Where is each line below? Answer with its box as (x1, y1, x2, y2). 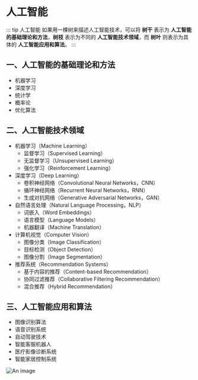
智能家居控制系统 (14, 356, 57, 363)
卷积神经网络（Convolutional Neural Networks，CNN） (23, 179, 159, 186)
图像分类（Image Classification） (23, 238, 105, 246)
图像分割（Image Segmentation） (23, 253, 106, 260)
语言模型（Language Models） (23, 216, 99, 223)
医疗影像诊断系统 (14, 348, 57, 355)
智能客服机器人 (14, 341, 52, 348)
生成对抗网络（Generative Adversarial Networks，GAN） (23, 194, 163, 201)
